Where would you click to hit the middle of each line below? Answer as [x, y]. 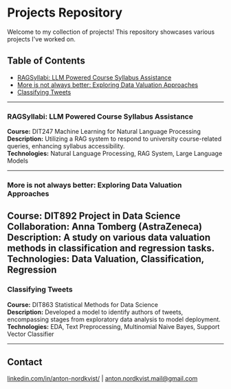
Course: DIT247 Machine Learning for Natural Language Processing [104, 132]
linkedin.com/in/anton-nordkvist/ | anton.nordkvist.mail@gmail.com [102, 379]
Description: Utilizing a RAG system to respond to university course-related [114, 139]
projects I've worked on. [41, 39]
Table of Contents [46, 61]
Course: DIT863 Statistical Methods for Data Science [82, 304]
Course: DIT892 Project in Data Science [94, 216]
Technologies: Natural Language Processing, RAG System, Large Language [115, 154]
